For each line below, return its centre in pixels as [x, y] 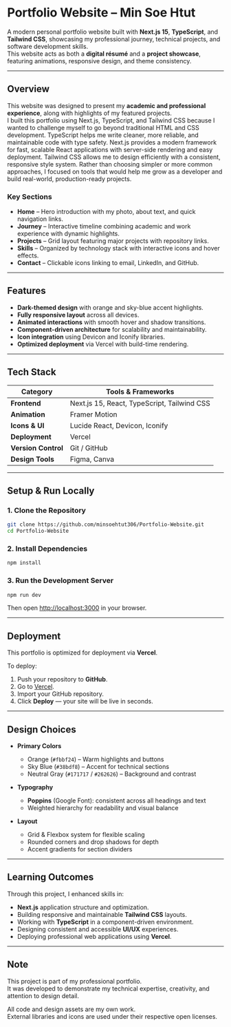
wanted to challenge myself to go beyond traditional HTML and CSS [103, 127]
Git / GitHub [89, 447]
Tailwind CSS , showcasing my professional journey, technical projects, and [114, 39]
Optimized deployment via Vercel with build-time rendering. [103, 344]
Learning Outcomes [51, 877]
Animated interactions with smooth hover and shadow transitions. [111, 322]
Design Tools [33, 459]
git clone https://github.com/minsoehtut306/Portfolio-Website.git [106, 525]
